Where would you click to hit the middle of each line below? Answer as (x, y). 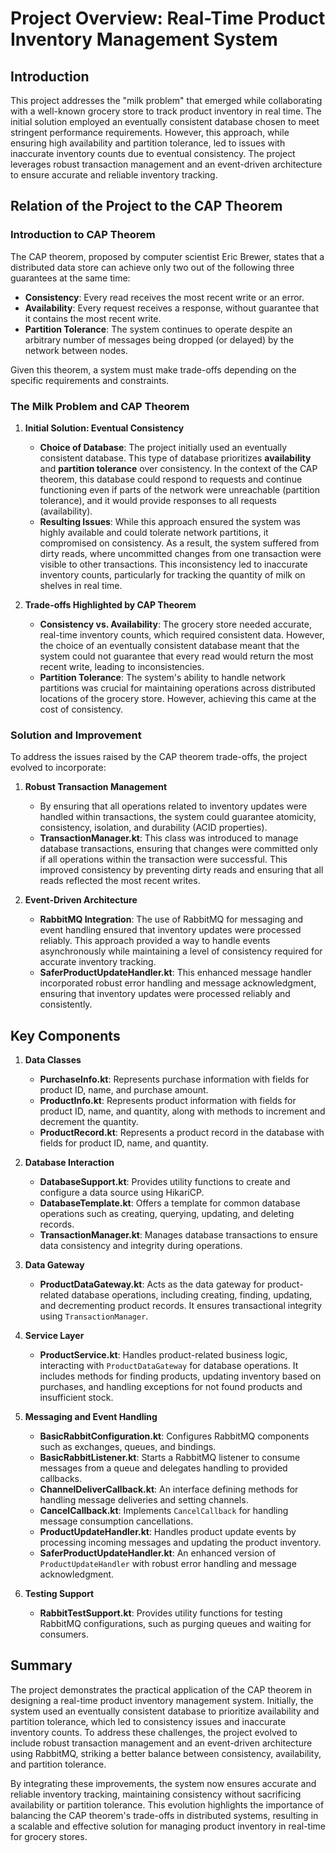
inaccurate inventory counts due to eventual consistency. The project (153, 153)
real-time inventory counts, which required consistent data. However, (182, 634)
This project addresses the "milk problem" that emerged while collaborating (166, 100)
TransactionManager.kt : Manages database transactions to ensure (178, 1235)
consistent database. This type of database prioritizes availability (175, 458)
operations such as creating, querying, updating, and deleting (167, 1214)
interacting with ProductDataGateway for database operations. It (169, 1366)
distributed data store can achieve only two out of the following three (152, 267)
